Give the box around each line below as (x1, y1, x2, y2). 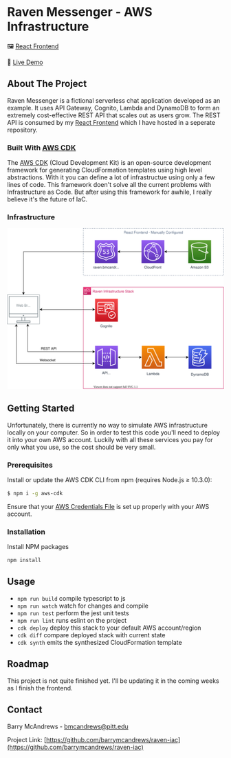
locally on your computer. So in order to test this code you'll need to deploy (7, 428, 220, 437)
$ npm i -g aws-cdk (7, 490, 63, 497)
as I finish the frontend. (7, 684, 74, 692)
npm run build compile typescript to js (16, 594, 126, 602)
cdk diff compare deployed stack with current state (16, 630, 166, 639)
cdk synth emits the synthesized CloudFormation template (16, 638, 182, 646)
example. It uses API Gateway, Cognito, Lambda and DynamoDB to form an (7, 103, 220, 112)
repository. (7, 126, 38, 134)
